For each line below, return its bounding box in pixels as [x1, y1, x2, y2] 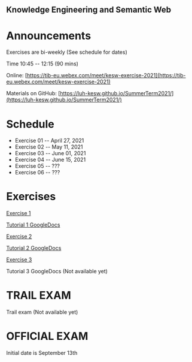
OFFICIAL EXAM [6, 330, 89, 343]
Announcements [6, 29, 92, 43]
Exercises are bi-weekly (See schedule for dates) [6, 49, 127, 56]
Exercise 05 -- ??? [14, 162, 60, 170]
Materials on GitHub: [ [6, 90, 60, 97]
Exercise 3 [6, 256, 32, 263]
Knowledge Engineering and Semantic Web [6, 5, 172, 15]
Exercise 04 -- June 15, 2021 [14, 156, 86, 164]
